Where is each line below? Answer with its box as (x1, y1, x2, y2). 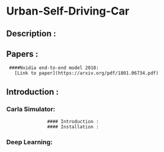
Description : (6, 28, 56, 39)
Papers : (6, 48, 38, 59)
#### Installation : (47, 124, 99, 130)
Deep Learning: (6, 138, 53, 146)
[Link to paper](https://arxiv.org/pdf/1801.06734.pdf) (14, 70, 159, 76)
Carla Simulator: (6, 105, 56, 113)
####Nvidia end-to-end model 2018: (9, 65, 99, 71)
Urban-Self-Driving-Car (6, 4, 129, 18)
